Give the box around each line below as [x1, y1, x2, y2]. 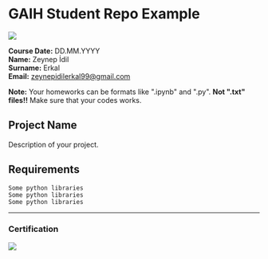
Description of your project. [8, 139, 99, 149]
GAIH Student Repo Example [8, 5, 201, 23]
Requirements [8, 163, 80, 176]
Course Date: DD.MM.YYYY [8, 45, 100, 56]
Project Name [8, 119, 77, 132]
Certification [8, 224, 59, 235]
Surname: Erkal [8, 63, 61, 73]
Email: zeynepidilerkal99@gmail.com [8, 71, 131, 80]
